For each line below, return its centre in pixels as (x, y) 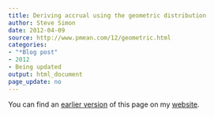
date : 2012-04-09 (37, 30)
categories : (28, 45)
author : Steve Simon (42, 23)
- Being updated (35, 67)
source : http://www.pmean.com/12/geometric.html (90, 38)
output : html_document (45, 74)
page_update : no (35, 81)
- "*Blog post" (33, 52)
